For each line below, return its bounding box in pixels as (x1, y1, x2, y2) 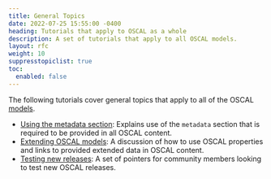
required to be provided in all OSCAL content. (19, 128, 173, 138)
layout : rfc (8, 42, 49, 50)
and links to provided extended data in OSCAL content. (19, 145, 204, 155)
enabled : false (15, 72, 67, 81)
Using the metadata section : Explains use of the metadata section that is (19, 119, 260, 129)
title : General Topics (8, 11, 85, 20)
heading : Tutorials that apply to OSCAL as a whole (8, 27, 187, 35)
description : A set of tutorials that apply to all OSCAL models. (8, 34, 238, 43)
